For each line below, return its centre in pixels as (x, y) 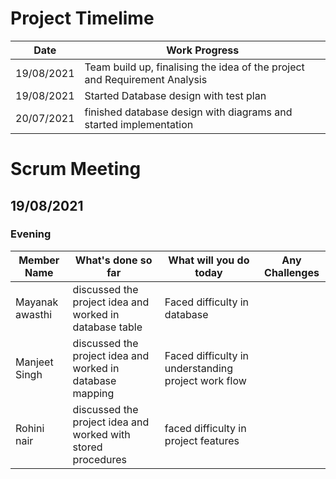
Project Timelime (82, 18)
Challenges (292, 272)
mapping (93, 393)
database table (107, 327)
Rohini (30, 428)
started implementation (139, 124)
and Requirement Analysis (146, 79)
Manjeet (34, 362)
